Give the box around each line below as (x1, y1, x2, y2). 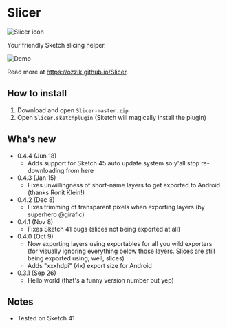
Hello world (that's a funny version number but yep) (27, 276, 174, 284)
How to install (7, 88, 67, 99)
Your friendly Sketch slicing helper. (7, 41, 107, 49)
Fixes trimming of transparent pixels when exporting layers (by (27, 203, 205, 211)
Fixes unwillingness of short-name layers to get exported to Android (27, 181, 221, 189)
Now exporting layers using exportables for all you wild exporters (27, 239, 213, 247)
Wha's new (7, 133, 56, 145)
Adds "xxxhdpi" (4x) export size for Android (27, 261, 153, 269)
